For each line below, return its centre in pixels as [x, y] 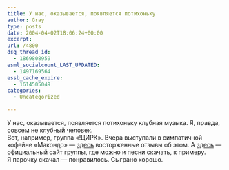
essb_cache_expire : [35, 78]
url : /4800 [23, 46]
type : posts [24, 26]
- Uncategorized [37, 97]
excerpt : [20, 39]
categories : [24, 91]
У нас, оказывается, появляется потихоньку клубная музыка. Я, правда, [114, 123]
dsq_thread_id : [29, 53]
